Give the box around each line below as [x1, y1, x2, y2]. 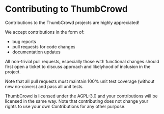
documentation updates [12, 49, 61, 55]
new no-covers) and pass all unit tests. [5, 83, 84, 89]
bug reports [12, 38, 36, 45]
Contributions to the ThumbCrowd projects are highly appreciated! [5, 20, 140, 25]
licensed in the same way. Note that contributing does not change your [5, 98, 149, 104]
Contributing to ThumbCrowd [5, 3, 128, 15]
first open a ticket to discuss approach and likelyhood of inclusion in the [5, 64, 151, 69]
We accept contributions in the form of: [5, 29, 85, 35]
